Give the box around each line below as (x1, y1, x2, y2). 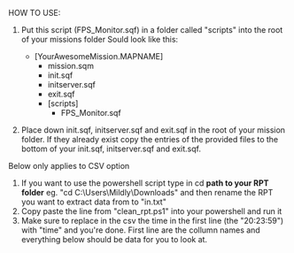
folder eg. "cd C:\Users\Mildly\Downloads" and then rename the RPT (20, 188, 274, 197)
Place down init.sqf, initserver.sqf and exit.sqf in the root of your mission (20, 125, 285, 135)
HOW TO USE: (8, 8, 61, 18)
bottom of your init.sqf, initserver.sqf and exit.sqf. (20, 143, 201, 154)
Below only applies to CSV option (8, 161, 130, 171)
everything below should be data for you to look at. (20, 234, 208, 244)
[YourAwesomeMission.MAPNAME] (34, 51, 164, 61)
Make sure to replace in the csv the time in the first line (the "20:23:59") (20, 216, 284, 226)
